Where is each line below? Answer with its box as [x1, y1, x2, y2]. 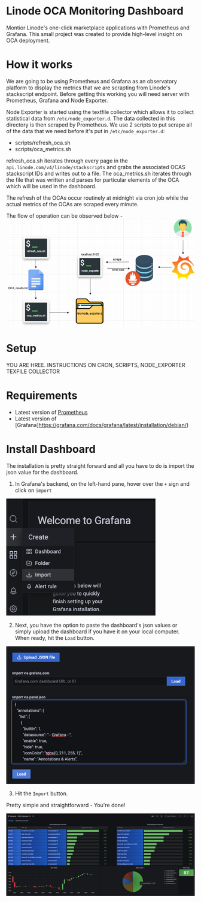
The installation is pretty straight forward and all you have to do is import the [6, 462, 194, 469]
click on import [14, 486, 52, 494]
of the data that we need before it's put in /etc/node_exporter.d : [6, 127, 165, 134]
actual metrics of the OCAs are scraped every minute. [6, 200, 139, 208]
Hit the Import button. [14, 790, 68, 797]
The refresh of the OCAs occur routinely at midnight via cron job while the [6, 194, 188, 202]
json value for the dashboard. [6, 468, 79, 476]
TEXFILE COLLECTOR [6, 368, 60, 375]
